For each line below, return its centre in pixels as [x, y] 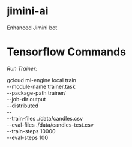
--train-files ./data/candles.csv [45, 118]
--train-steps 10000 [31, 131]
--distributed [22, 106]
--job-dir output [26, 99]
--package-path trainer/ [36, 93]
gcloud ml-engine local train [42, 80]
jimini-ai [28, 11]
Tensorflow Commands [67, 52]
